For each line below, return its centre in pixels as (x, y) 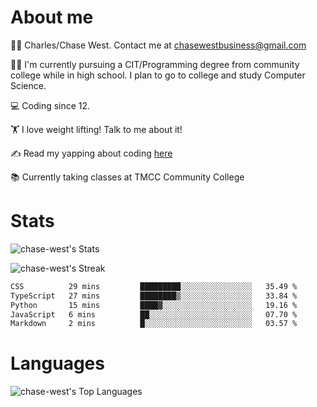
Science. (28, 85)
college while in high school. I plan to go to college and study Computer (158, 75)
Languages (57, 363)
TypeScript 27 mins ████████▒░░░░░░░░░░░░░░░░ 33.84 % (154, 296)
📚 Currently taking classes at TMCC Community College (127, 177)
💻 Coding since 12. (50, 105)
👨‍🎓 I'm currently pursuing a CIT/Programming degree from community (155, 64)
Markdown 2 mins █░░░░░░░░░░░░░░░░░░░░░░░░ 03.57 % (154, 324)
